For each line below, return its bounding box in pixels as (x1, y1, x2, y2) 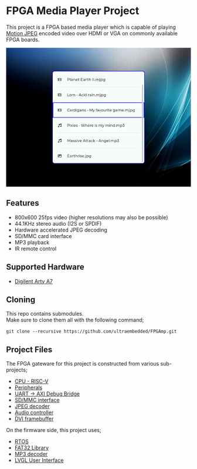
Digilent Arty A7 (14, 277, 53, 284)
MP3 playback (14, 239, 50, 246)
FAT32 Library (14, 444, 49, 451)
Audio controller (14, 409, 54, 416)
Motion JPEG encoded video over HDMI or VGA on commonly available (6, 29, 178, 36)
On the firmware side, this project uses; (6, 427, 101, 434)
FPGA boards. (6, 36, 40, 43)
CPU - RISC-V (14, 378, 49, 385)
